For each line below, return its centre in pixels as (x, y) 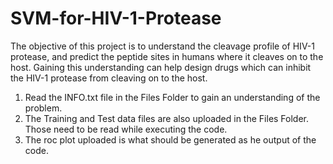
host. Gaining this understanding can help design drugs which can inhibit (161, 67)
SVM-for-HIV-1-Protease (116, 18)
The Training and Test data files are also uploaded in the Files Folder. (167, 118)
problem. (43, 108)
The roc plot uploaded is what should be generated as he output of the (170, 139)
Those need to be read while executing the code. (126, 129)
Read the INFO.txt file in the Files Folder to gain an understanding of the (172, 97)
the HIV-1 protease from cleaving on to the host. (109, 78)
